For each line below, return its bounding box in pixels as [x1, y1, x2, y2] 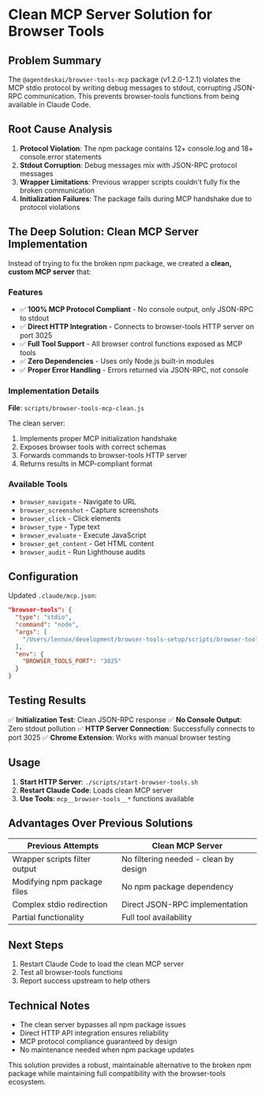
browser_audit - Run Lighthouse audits [19, 547, 146, 556]
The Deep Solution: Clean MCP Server [8, 225, 199, 238]
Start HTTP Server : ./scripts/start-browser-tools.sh [19, 777, 199, 786]
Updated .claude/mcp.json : [8, 590, 97, 601]
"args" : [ [15, 628, 47, 636]
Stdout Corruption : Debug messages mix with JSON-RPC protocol [19, 160, 237, 170]
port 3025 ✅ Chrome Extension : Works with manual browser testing [8, 732, 231, 742]
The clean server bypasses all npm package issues [19, 1020, 187, 1029]
